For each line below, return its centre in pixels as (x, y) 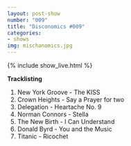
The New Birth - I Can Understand (66, 121)
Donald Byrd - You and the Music (64, 129)
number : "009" (28, 20)
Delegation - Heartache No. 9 (59, 107)
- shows (18, 39)
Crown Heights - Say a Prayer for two (71, 100)
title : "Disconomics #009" (46, 26)
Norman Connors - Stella (53, 114)
